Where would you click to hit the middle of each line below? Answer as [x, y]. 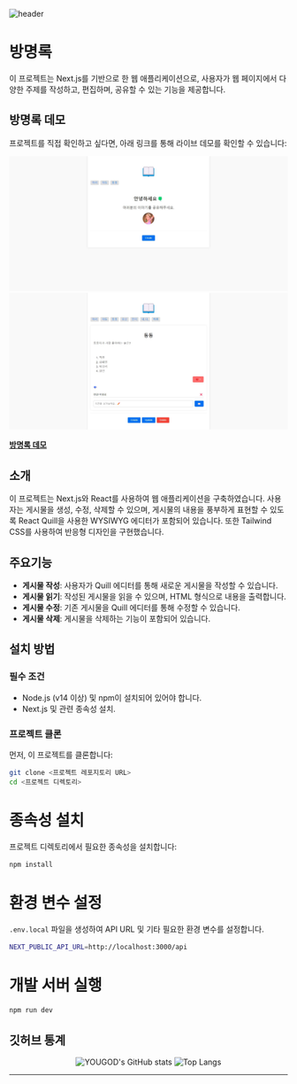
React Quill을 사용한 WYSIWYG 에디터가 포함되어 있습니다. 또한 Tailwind [145, 521]
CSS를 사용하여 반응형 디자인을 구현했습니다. [87, 532]
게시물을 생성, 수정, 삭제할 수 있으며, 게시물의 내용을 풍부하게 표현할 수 [146, 510]
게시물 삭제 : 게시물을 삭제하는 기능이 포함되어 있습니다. [116, 619]
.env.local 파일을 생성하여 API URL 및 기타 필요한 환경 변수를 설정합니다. [137, 929]
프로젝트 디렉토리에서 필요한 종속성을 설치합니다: [93, 847]
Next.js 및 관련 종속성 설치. [69, 708]
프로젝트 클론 [35, 733]
